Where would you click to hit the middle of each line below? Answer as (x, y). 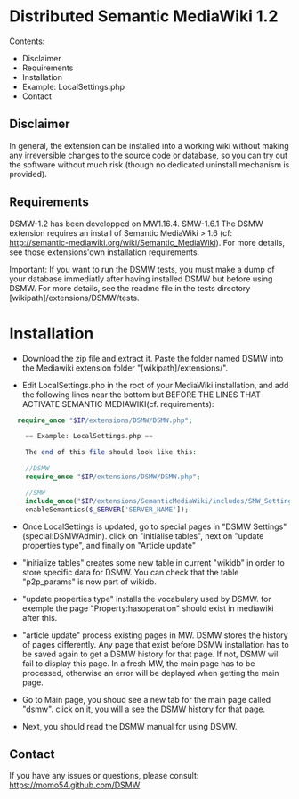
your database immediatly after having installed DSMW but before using (141, 279)
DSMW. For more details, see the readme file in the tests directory (130, 288)
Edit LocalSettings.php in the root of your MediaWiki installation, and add (155, 385)
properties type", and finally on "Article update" (109, 545)
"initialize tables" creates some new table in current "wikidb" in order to (153, 562)
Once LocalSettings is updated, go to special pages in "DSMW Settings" (154, 526)
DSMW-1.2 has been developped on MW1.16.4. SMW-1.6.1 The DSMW (137, 224)
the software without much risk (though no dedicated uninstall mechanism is (149, 164)
